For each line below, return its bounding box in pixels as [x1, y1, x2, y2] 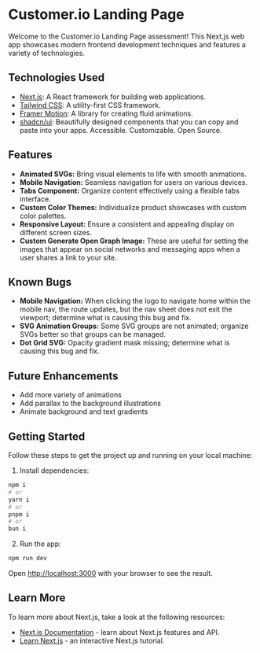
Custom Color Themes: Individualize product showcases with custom [19, 202, 247, 212]
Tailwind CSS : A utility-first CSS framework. [19, 100, 161, 109]
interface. [19, 194, 51, 204]
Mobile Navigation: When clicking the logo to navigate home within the [19, 297, 251, 306]
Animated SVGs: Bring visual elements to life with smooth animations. [19, 169, 247, 179]
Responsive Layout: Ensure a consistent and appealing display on [19, 219, 234, 229]
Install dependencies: [19, 466, 90, 475]
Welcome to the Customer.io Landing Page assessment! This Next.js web [8, 31, 245, 41]
